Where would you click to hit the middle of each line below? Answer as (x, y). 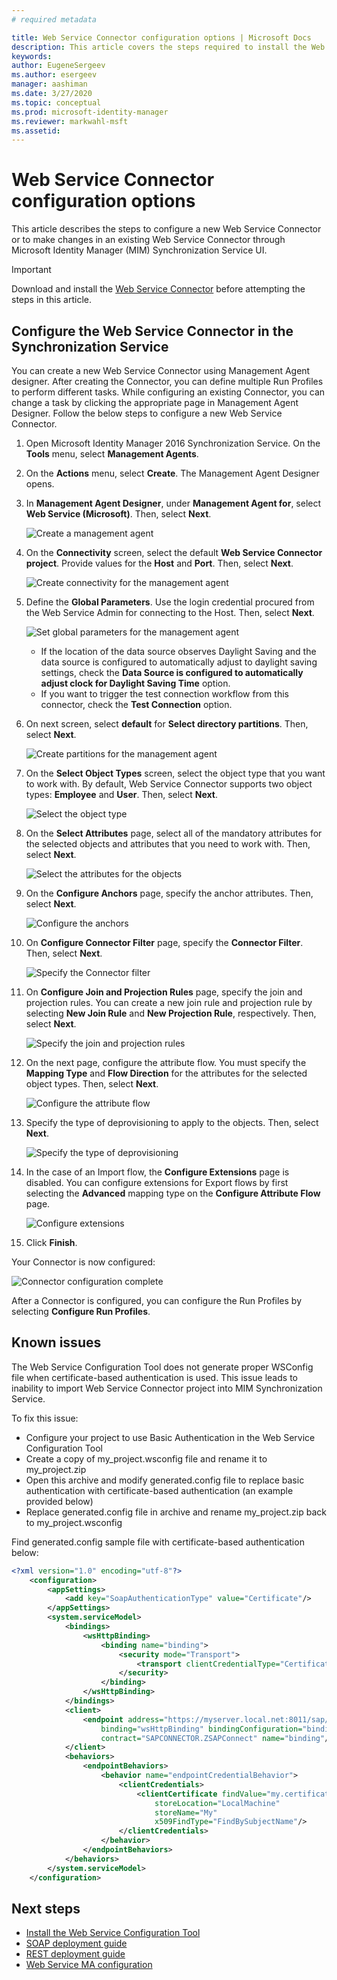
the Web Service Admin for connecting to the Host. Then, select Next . (170, 612)
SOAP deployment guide (76, 1943)
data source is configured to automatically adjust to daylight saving (179, 662)
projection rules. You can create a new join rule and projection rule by (169, 1002)
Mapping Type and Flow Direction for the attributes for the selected (166, 1073)
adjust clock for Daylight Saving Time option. (135, 683)
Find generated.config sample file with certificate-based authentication (158, 1542)
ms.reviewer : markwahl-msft (70, 121)
